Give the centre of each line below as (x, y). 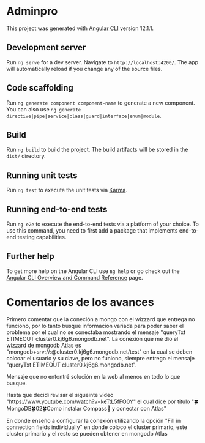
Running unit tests (42, 175)
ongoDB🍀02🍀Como (34, 408)
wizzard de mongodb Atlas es (44, 345)
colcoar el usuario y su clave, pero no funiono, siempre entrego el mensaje (100, 358)
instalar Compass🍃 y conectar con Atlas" (115, 408)
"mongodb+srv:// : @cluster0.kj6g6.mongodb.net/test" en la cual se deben (99, 352)
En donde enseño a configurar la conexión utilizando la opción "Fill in (94, 420)
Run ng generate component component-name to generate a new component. (101, 103)
